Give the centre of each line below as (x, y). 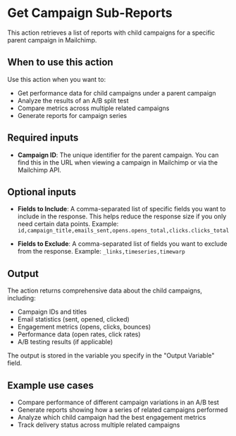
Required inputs (43, 138)
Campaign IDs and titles (52, 312)
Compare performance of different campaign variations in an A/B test (118, 402)
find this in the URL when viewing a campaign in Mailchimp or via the (118, 162)
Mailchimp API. (39, 170)
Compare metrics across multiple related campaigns (93, 108)
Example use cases (50, 385)
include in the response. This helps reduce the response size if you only (122, 216)
